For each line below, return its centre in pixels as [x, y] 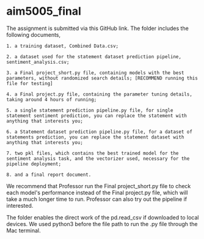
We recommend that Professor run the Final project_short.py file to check [99, 186]
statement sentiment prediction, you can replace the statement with [97, 116]
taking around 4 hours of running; [52, 99]
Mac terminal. [24, 230]
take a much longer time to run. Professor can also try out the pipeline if [97, 199]
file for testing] [30, 83]
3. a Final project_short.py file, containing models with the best [95, 73]
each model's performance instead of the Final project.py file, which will [97, 192]
